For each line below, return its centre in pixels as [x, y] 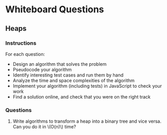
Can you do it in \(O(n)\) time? [44, 127]
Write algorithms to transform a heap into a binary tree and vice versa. [87, 121]
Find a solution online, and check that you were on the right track [81, 97]
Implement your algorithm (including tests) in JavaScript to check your [87, 86]
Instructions [21, 43]
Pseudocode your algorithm [42, 69]
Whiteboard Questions [55, 9]
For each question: [25, 54]
